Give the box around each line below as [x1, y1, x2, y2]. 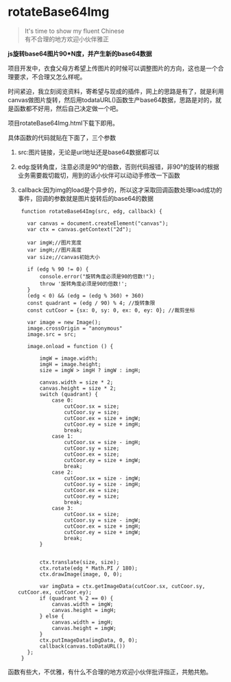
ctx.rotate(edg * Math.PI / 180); [39, 565, 138, 572]
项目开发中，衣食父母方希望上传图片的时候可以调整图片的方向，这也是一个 [8, 64, 218, 72]
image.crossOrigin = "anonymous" [27, 325, 123, 332]
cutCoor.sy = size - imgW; [64, 517, 141, 524]
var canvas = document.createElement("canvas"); [27, 220, 169, 227]
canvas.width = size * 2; [39, 378, 114, 386]
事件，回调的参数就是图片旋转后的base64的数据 [17, 194, 154, 202]
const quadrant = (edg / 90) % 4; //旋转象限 [27, 300, 156, 306]
